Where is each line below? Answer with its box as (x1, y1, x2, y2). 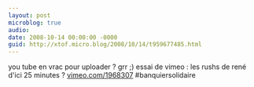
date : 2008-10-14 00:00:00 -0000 (8, 33, 118, 42)
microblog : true (8, 19, 61, 27)
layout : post (8, 11, 51, 20)
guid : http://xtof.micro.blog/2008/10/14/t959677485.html (8, 41, 202, 49)
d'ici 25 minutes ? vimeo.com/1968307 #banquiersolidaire (8, 71, 197, 80)
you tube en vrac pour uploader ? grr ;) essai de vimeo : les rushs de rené (8, 62, 247, 71)
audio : (8, 26, 30, 34)
